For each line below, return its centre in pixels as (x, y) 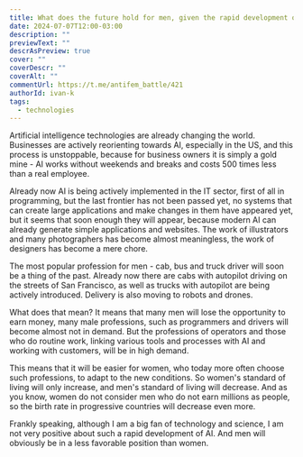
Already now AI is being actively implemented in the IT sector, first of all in (147, 191)
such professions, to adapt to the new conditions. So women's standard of (147, 378)
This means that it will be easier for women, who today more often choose (147, 368)
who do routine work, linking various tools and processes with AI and (138, 341)
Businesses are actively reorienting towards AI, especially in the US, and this (151, 145)
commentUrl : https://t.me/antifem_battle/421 (96, 85)
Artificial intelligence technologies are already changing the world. (132, 135)
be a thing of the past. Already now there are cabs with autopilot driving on (149, 276)
